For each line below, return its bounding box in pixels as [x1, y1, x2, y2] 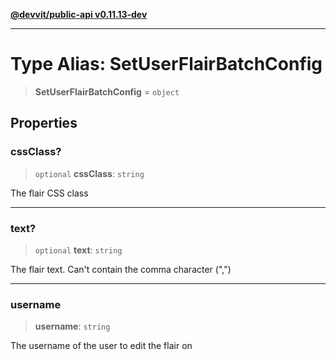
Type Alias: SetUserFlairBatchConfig [10, 53, 323, 76]
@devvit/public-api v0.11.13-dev [10, 9, 148, 20]
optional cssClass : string [34, 167, 145, 179]
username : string [34, 320, 111, 333]
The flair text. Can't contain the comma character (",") [10, 263, 232, 275]
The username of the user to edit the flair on [10, 340, 193, 352]
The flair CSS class [10, 187, 89, 199]
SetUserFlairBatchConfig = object [34, 85, 180, 98]
